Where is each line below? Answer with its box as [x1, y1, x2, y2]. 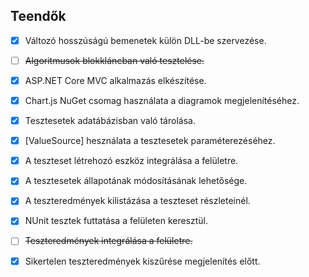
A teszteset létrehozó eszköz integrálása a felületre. [24, 155, 239, 167]
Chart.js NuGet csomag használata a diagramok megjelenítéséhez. [24, 95, 300, 106]
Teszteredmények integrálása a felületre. [24, 235, 193, 247]
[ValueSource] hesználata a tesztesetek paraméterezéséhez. [24, 135, 276, 147]
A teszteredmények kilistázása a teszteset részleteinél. [24, 195, 251, 207]
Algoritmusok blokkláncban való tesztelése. [24, 54, 205, 66]
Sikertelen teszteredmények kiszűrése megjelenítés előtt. [24, 255, 261, 267]
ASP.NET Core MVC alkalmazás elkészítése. [24, 74, 207, 86]
